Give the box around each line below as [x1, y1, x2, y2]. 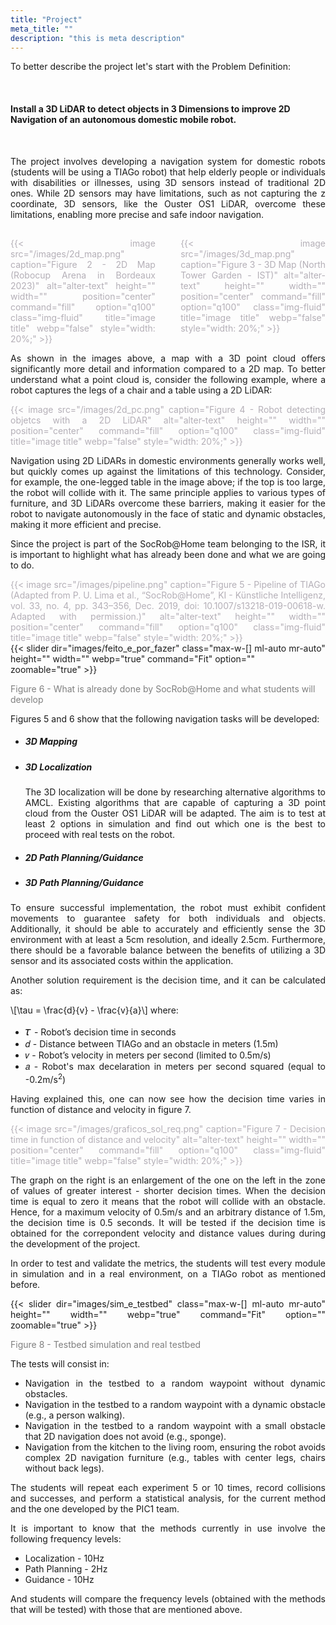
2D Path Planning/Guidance [24, 851, 144, 863]
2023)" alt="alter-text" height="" [10, 279, 156, 291]
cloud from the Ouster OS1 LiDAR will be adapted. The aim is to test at [24, 807, 326, 820]
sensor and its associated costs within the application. [10, 955, 234, 967]
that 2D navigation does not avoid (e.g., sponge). [24, 1431, 227, 1443]
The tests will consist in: [10, 1358, 110, 1370]
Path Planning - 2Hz [24, 1563, 108, 1575]
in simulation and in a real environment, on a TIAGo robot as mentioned [10, 1268, 326, 1280]
